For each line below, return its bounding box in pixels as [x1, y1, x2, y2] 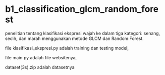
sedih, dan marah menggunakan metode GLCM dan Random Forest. [5, 36, 144, 41]
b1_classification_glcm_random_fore [5, 3, 159, 15]
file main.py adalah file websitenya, [5, 54, 77, 60]
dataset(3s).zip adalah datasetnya [5, 64, 75, 70]
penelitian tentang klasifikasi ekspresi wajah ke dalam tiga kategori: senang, [5, 30, 160, 36]
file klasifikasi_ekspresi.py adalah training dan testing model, [5, 45, 129, 51]
